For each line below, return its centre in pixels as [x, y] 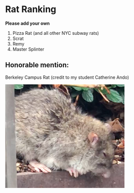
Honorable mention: [37, 65]
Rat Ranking [31, 9]
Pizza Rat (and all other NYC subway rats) [56, 33]
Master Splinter [28, 49]
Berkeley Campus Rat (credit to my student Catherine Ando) [67, 77]
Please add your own [28, 23]
